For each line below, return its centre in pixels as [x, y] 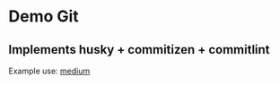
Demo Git [44, 17]
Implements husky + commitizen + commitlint [139, 50]
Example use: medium [49, 71]
